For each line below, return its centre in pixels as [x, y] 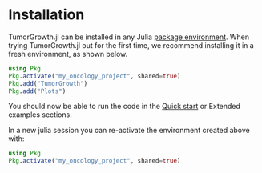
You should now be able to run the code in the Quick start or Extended [124, 107]
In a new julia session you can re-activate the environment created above [129, 131]
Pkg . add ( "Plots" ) [37, 91]
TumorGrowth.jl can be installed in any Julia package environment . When [129, 37]
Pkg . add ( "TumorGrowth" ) [48, 83]
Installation [46, 15]
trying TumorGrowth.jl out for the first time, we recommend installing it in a [131, 45]
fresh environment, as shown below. [68, 54]
